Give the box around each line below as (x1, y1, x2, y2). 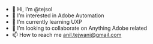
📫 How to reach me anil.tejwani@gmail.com (11, 32, 122, 38)
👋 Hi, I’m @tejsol (11, 6, 53, 12)
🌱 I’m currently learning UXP (11, 18, 82, 25)
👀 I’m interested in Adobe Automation (11, 12, 104, 19)
